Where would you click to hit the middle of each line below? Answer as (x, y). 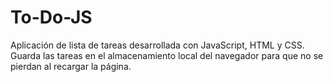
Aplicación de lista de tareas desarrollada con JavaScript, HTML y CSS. (157, 45)
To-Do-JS (51, 17)
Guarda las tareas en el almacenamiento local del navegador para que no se (167, 55)
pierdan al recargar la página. (71, 66)
